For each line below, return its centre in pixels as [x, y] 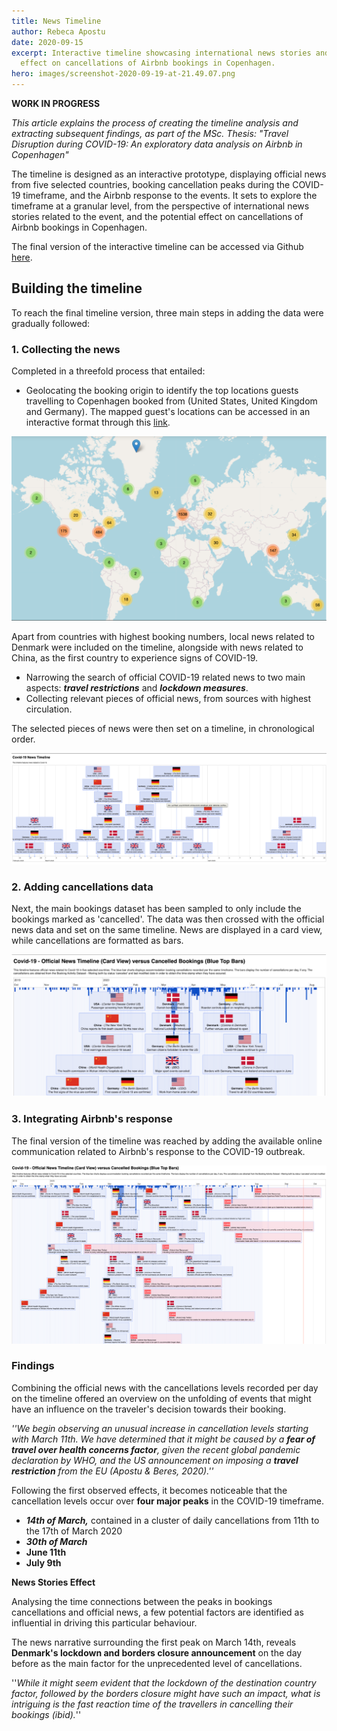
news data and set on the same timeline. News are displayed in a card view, [167, 930]
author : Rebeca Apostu [58, 31]
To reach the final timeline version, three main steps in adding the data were [167, 312]
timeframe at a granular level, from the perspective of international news [160, 206]
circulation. [49, 709]
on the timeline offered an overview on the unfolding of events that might [161, 1398]
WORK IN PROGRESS [56, 103]
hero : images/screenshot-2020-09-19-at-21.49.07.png [123, 74]
